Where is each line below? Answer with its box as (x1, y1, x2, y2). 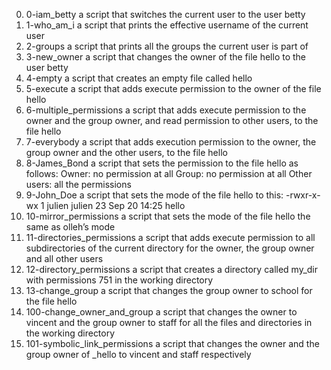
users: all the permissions (25, 179, 132, 190)
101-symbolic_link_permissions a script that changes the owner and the (25, 338, 320, 349)
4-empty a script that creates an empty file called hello (25, 72, 253, 84)
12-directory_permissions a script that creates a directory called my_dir (25, 264, 319, 275)
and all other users (25, 253, 104, 264)
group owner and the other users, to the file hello (25, 147, 228, 158)
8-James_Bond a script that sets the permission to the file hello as (25, 157, 299, 169)
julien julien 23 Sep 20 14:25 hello (46, 200, 186, 211)
